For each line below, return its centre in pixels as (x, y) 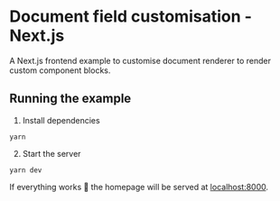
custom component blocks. (60, 70)
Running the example (70, 99)
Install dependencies (61, 120)
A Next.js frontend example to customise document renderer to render (140, 60)
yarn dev (26, 170)
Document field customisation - (131, 17)
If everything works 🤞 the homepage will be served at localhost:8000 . (139, 187)
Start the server (51, 153)
